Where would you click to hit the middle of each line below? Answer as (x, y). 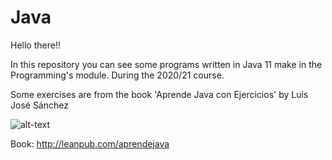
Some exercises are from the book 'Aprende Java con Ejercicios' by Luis (159, 94)
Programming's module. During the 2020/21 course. (117, 75)
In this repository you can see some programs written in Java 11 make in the (166, 64)
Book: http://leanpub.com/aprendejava (90, 143)
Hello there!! (35, 45)
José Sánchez (39, 105)
